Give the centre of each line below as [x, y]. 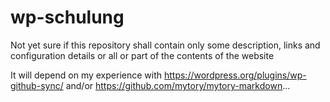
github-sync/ [37, 85]
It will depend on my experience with [86, 75]
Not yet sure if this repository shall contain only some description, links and [165, 45]
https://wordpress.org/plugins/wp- [235, 75]
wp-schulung [67, 17]
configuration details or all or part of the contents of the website [142, 55]
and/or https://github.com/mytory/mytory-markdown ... [178, 85]
